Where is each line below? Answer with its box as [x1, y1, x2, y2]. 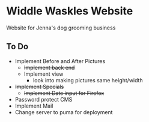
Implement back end [23, 64, 75, 71]
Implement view [23, 70, 64, 78]
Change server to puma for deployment [14, 108, 113, 115]
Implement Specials [14, 83, 64, 90]
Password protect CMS [14, 96, 73, 103]
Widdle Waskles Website [6, 4, 133, 18]
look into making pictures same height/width [32, 76, 143, 84]
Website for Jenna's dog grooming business [6, 24, 116, 31]
